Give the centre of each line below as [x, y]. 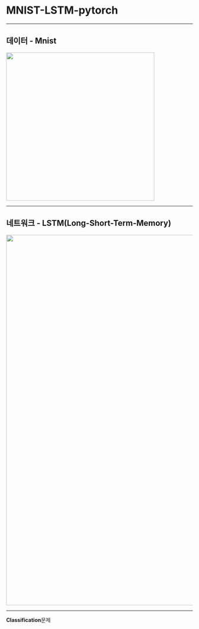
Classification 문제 [28, 620]
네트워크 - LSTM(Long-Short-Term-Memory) [89, 223]
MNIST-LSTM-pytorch [62, 10]
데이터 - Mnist [31, 41]
